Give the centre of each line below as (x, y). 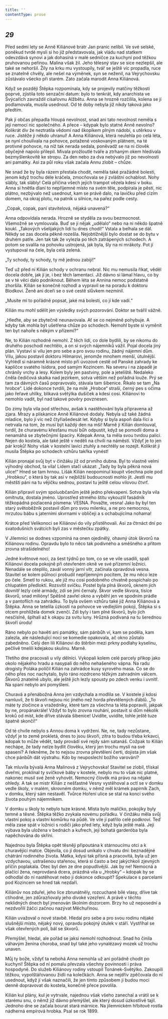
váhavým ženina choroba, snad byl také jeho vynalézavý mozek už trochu (81, 944)
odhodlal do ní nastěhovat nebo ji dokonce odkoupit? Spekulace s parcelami (84, 877)
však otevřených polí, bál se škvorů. (42, 929)
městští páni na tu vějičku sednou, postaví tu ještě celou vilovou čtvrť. (77, 483)
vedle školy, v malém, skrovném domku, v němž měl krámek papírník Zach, (83, 789)
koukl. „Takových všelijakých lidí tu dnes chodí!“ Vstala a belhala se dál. (79, 229)
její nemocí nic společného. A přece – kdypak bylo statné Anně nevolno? (80, 125)
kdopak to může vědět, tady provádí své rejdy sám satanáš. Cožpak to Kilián (84, 742)
